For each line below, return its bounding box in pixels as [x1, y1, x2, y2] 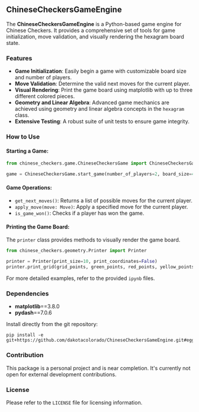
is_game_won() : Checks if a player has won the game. [14, 210, 145, 217]
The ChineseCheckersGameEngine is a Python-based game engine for [6, 20, 182, 27]
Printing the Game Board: [6, 223, 70, 230]
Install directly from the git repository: [6, 321, 98, 328]
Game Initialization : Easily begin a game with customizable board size [14, 67, 187, 75]
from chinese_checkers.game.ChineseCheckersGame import [6, 160, 147, 166]
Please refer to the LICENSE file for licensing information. [6, 399, 143, 406]
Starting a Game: [6, 147, 49, 154]
